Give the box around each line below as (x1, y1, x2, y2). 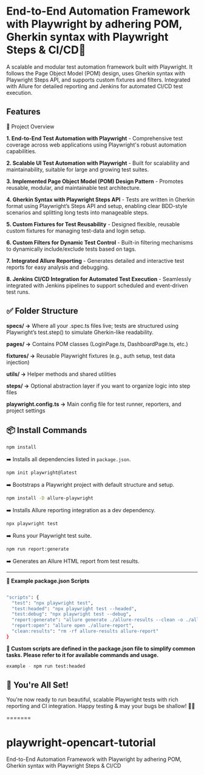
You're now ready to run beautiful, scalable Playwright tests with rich (6, 696, 178, 703)
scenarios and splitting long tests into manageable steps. (6, 209, 149, 216)
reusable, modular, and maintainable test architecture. (6, 184, 141, 191)
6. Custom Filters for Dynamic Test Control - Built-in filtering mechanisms (6, 238, 193, 246)
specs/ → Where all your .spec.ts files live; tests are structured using (6, 322, 179, 329)
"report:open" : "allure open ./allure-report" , (12, 622, 135, 629)
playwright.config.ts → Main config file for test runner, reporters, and (6, 400, 182, 408)
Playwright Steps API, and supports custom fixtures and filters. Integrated (6, 76, 191, 83)
